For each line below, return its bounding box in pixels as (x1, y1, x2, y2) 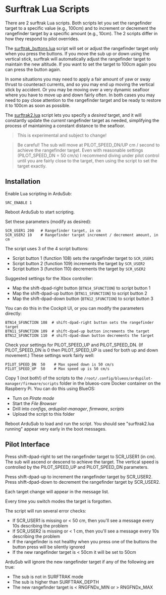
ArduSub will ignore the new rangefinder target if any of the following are (5, 559, 155, 565)
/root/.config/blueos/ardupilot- (84, 376, 153, 381)
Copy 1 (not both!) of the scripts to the (5, 375, 83, 381)
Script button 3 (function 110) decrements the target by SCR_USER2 (12, 266, 146, 272)
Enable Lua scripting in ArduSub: (5, 190, 72, 197)
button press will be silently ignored (12, 544, 85, 550)
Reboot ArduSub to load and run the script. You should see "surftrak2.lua (5, 421, 155, 427)
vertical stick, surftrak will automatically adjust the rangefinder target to (5, 56, 151, 62)
